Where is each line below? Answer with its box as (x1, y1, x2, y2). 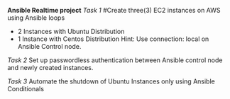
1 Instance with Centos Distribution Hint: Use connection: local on (17, 35, 209, 43)
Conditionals (7, 85, 45, 93)
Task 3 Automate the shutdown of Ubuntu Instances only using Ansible (7, 77, 215, 86)
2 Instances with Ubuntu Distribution (17, 28, 125, 35)
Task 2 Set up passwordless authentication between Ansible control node (7, 56, 223, 64)
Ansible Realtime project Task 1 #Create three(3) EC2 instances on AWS (7, 6, 221, 14)
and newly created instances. (7, 64, 94, 71)
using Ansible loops (7, 13, 65, 22)
